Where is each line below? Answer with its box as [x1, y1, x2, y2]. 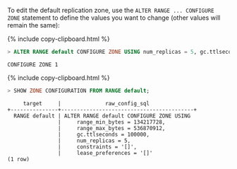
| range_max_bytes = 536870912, [57, 124, 166, 132]
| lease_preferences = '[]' [57, 149, 153, 156]
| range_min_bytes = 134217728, [57, 118, 166, 126]
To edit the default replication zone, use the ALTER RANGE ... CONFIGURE [7, 6, 214, 14]
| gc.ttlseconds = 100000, [57, 131, 150, 138]
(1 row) [7, 156, 30, 163]
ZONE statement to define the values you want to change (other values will [7, 13, 221, 22]
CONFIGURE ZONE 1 [7, 61, 59, 68]
